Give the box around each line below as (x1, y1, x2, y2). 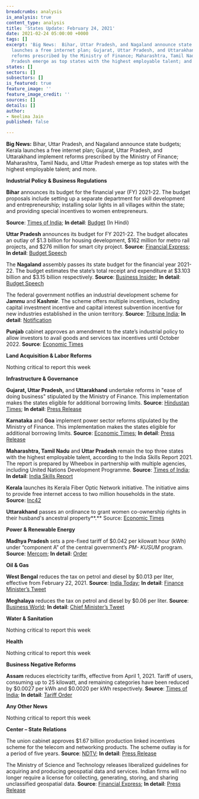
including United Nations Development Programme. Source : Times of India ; (6, 466, 190, 473)
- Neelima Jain (6, 113, 44, 119)
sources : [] (6, 97, 36, 103)
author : (6, 108, 25, 114)
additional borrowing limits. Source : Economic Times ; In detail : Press (6, 429, 175, 437)
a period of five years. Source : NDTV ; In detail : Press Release (6, 750, 157, 757)
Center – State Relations (6, 726, 67, 733)
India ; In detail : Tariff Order (6, 692, 73, 699)
